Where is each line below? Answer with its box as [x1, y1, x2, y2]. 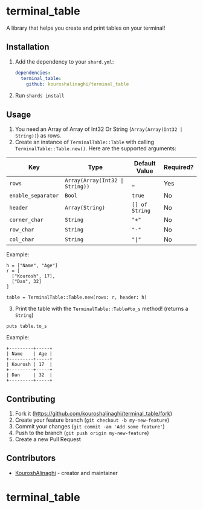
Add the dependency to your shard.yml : [14, 58, 114, 65]
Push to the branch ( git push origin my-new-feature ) [14, 429, 149, 436]
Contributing [6, 394, 56, 404]
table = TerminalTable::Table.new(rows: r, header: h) [6, 294, 147, 301]
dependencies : [14, 70, 51, 76]
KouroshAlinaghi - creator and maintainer [14, 469, 118, 476]
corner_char [9, 216, 44, 224]
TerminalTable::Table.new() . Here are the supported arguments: [14, 145, 176, 152]
